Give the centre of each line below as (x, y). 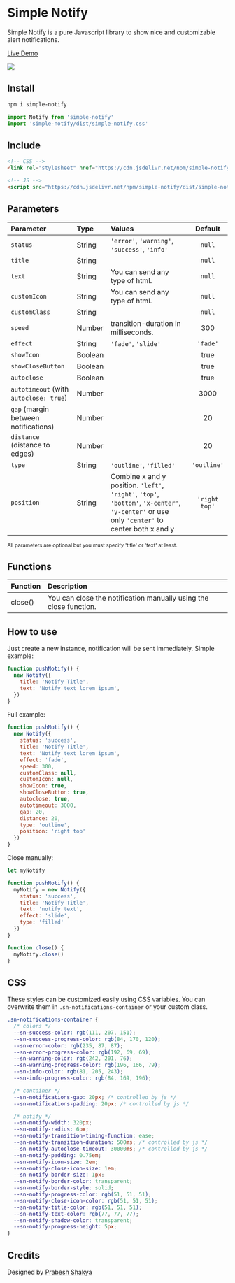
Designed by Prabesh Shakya (50, 1272)
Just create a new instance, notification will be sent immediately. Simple (111, 649)
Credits (24, 1255)
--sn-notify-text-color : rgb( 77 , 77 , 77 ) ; (76, 1214)
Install (21, 88)
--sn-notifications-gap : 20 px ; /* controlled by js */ (95, 1097)
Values (122, 229)
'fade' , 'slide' (136, 343)
